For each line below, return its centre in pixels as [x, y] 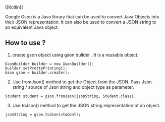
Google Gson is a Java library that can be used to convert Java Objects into [82, 17]
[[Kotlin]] [14, 7]
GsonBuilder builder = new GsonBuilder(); [50, 64]
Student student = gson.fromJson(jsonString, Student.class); [71, 96]
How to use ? [26, 43]
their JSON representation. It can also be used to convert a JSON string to [81, 22]
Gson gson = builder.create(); [37, 72]
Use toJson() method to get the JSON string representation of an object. [86, 105]
